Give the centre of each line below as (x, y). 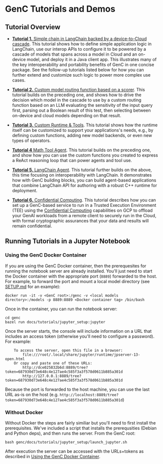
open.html (15, 359)
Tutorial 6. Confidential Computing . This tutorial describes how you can (84, 200)
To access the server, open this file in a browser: (68, 350)
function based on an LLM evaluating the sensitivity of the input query (82, 105)
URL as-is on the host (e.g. (32, 394)
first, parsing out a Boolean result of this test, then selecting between (81, 110)
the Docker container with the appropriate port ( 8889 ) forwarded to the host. (81, 276)
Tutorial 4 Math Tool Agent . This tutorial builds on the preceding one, (81, 150)
